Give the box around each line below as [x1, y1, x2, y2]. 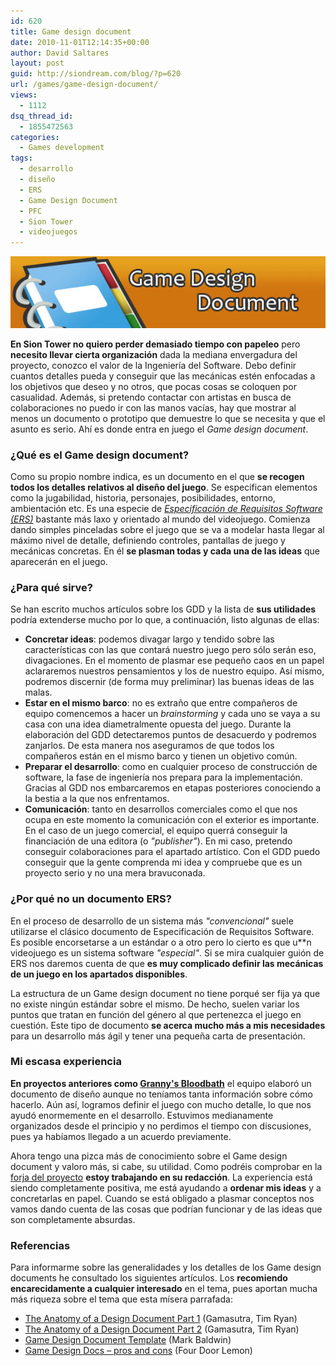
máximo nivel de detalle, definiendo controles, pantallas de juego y [10, 534, 286, 546]
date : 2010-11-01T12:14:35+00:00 [10, 37, 150, 47]
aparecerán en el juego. [10, 555, 108, 567]
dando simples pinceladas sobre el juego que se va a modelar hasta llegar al [10, 523, 325, 535]
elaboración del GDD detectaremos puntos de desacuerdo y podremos [24, 729, 317, 741]
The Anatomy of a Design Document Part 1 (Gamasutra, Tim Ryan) [24, 1313, 298, 1325]
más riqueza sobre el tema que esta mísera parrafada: [10, 1293, 233, 1305]
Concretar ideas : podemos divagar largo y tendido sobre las [24, 633, 275, 645]
